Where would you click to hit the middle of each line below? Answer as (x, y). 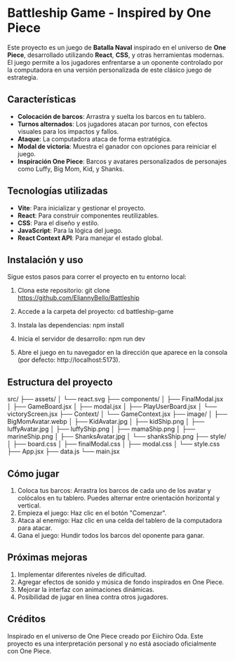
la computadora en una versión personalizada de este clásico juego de (109, 70)
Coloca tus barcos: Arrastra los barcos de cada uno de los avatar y (114, 490)
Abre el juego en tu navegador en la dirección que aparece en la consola (122, 353)
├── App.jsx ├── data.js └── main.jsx (64, 451)
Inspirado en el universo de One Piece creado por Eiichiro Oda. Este (105, 636)
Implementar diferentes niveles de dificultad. (82, 574)
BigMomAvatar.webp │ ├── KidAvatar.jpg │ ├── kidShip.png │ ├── (106, 422)
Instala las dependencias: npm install (71, 325)
